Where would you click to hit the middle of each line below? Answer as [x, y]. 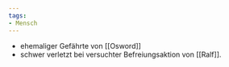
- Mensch [23, 23]
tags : [17, 16]
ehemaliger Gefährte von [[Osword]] [80, 45]
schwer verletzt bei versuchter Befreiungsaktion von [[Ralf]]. [121, 54]
